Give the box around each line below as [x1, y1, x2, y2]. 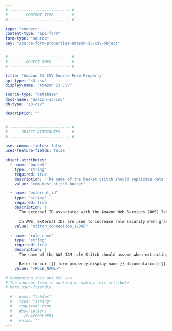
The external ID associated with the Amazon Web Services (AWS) [18, 209, 159, 215]
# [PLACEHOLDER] [10, 313, 54, 318]
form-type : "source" [5, 36, 50, 41]
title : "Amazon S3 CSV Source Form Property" [5, 73, 104, 79]
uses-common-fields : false [5, 143, 63, 149]
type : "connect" [5, 26, 40, 31]
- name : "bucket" [10, 162, 47, 167]
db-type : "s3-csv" [5, 102, 45, 107]
